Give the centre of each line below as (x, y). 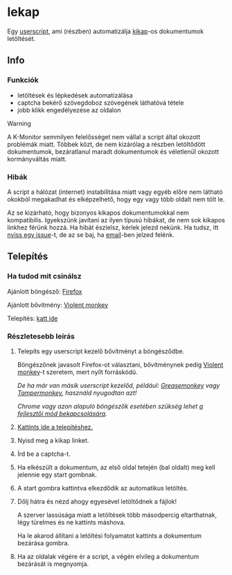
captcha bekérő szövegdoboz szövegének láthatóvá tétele (100, 103)
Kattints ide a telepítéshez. (55, 427)
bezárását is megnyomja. (53, 564)
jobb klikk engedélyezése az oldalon (69, 110)
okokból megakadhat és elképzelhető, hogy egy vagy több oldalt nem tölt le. (116, 199)
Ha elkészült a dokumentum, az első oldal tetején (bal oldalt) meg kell (116, 467)
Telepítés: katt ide (33, 318)
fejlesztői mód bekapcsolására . (62, 414)
